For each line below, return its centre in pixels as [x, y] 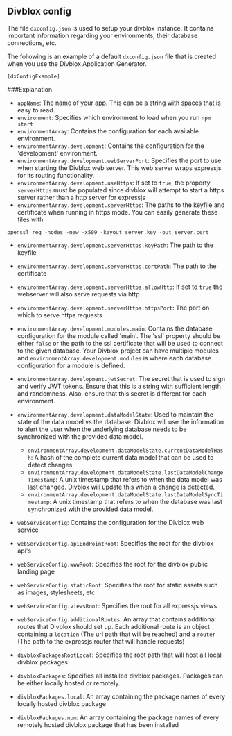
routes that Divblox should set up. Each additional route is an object [113, 626]
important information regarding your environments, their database [102, 35]
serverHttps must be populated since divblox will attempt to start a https [121, 190]
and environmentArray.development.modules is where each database [114, 358]
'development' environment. [57, 153]
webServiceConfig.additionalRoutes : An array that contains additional [116, 619]
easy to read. [36, 110]
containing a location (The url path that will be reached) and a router [116, 634]
